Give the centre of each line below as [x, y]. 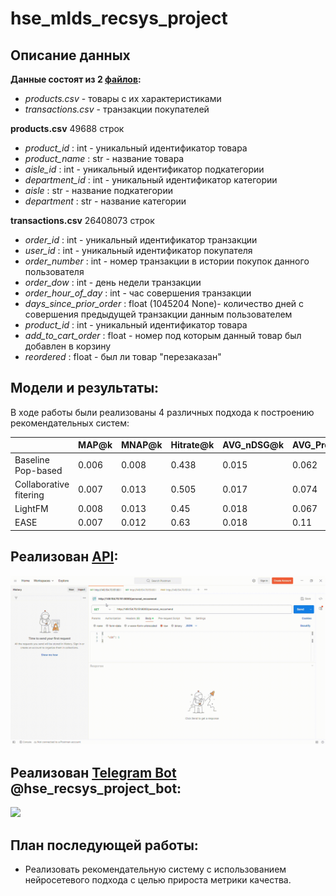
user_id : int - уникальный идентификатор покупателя [138, 250]
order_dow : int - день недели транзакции [113, 282]
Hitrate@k [192, 445]
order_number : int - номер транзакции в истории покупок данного [167, 261]
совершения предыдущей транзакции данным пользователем [158, 314]
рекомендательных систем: [70, 423]
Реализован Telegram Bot [93, 772]
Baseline [32, 459]
